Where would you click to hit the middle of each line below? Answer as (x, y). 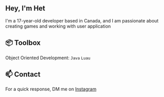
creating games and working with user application (58, 26)
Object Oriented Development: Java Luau (48, 58)
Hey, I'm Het (25, 8)
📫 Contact (23, 74)
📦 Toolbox (23, 43)
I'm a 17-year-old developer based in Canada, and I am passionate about (82, 20)
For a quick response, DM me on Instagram (51, 89)
